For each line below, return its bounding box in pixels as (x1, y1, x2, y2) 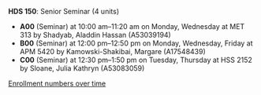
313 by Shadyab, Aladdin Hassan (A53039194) (19, 31, 171, 39)
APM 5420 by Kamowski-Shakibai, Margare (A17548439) (19, 47, 207, 56)
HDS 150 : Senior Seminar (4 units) (8, 7, 120, 16)
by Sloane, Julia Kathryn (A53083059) (19, 64, 145, 73)
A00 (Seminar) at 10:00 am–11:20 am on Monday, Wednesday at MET (19, 22, 245, 31)
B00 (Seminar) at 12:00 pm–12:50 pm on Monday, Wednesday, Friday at (19, 38, 254, 48)
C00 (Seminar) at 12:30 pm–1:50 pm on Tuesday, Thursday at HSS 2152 (19, 55, 252, 64)
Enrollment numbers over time (8, 79, 106, 88)
